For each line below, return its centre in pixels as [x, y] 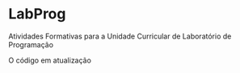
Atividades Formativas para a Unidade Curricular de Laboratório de [120, 36]
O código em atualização [50, 60]
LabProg [37, 14]
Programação [31, 44]
